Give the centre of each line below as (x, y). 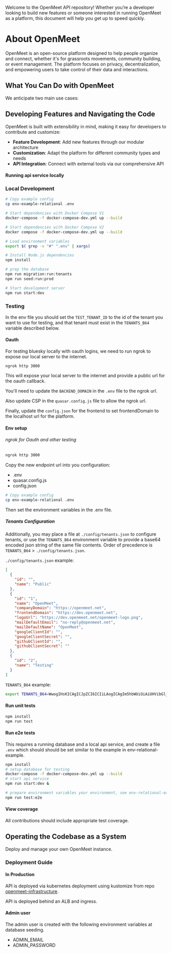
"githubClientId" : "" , (39, 641)
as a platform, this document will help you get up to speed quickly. (75, 18)
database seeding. (25, 930)
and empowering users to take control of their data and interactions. (77, 69)
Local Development (30, 189)
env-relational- (143, 749)
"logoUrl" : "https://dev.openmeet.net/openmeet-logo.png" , (79, 618)
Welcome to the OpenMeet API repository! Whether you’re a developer (80, 7)
